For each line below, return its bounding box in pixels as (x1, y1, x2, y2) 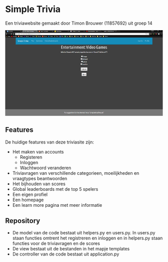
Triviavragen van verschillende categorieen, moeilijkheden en (12, 170, 139, 176)
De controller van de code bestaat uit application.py (12, 251, 119, 257)
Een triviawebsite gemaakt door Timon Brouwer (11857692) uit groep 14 (5, 20, 152, 26)
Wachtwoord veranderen (19, 165, 71, 171)
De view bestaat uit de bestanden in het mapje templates (12, 246, 130, 252)
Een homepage (12, 197, 44, 203)
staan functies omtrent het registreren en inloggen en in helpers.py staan (12, 235, 163, 241)
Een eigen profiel (12, 191, 48, 197)
